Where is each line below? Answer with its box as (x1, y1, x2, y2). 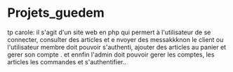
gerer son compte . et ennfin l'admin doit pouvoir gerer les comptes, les (7, 50, 215, 59)
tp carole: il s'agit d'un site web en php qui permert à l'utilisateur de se (7, 28, 211, 36)
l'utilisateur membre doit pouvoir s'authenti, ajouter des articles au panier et (7, 43, 227, 51)
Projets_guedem (7, 5, 105, 21)
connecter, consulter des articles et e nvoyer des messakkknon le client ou (7, 35, 224, 43)
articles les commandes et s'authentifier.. (7, 57, 127, 66)
